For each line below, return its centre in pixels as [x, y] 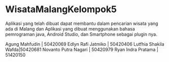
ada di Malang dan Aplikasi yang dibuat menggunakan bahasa [70, 28]
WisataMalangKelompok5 [61, 9]
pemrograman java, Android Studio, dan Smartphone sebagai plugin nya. [81, 34]
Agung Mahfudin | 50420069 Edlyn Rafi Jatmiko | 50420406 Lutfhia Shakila [85, 44]
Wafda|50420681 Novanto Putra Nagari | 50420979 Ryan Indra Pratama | [82, 49]
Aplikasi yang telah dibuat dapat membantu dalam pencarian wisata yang [82, 23]
